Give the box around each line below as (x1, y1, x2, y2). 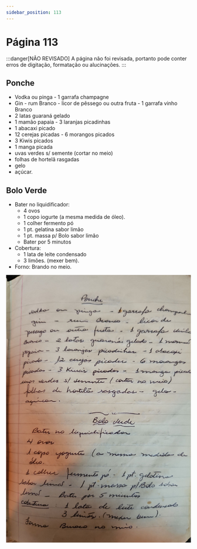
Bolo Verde (6, 185, 47, 195)
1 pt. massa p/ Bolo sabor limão (23, 232, 99, 239)
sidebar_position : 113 (6, 9, 62, 15)
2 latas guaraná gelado (14, 112, 70, 120)
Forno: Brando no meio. (14, 263, 72, 270)
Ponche (6, 78, 35, 88)
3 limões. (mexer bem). (23, 257, 80, 264)
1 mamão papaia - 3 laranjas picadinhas (14, 118, 111, 126)
